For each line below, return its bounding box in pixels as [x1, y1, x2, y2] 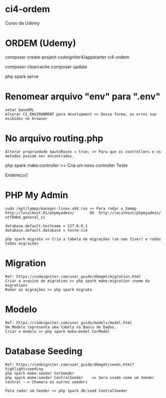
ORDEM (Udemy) [5, 37, 76, 49]
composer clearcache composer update [5, 63, 87, 69]
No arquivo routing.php [5, 133, 103, 144]
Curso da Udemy [5, 20, 40, 26]
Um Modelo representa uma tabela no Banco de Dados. [5, 325, 117, 330]
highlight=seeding [5, 366, 43, 372]
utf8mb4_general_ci [5, 215, 46, 220]
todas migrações [5, 241, 39, 246]
